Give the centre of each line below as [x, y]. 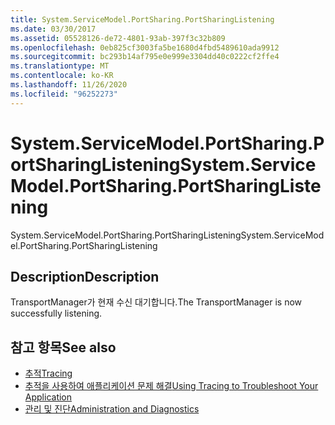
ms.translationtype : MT [60, 66]
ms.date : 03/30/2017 [53, 29]
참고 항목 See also [63, 347]
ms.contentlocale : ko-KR [62, 76]
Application [48, 397]
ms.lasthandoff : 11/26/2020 [69, 85]
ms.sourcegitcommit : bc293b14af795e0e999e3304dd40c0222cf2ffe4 [145, 57]
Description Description [85, 276]
